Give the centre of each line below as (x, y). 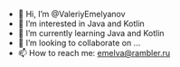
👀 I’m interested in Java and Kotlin (81, 24)
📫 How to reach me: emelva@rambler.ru (94, 53)
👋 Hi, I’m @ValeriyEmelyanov (71, 14)
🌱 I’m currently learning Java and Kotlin (91, 33)
